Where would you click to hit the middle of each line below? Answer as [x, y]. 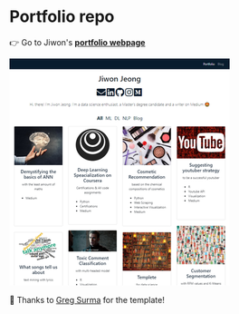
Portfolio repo [62, 17]
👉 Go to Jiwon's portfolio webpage [77, 42]
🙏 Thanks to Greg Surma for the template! [87, 299]
